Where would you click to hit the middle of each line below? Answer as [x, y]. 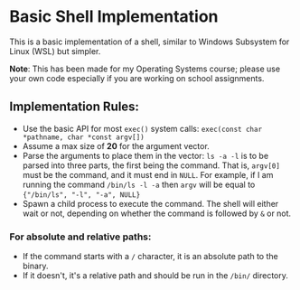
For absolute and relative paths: [80, 237]
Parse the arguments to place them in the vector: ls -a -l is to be [145, 155]
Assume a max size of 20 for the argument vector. [116, 145]
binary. [35, 266]
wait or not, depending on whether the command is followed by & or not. [157, 213]
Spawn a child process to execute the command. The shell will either [150, 203]
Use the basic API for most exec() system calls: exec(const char [142, 128]
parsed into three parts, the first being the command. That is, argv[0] [151, 165]
